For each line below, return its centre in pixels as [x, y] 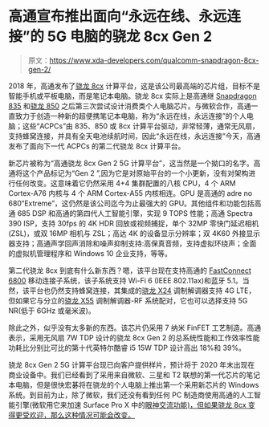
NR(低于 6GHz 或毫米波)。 [52, 311]
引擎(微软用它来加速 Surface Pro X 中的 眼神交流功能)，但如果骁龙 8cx [130, 405]
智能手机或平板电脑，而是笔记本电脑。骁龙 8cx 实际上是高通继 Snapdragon [132, 96]
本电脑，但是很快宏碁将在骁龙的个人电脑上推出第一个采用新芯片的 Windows [134, 384]
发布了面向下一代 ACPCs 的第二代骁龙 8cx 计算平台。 [97, 146]
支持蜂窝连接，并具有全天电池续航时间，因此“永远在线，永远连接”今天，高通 [134, 136]
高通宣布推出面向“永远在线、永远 [118, 16]
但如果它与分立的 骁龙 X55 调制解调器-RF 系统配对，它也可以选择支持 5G [128, 300]
